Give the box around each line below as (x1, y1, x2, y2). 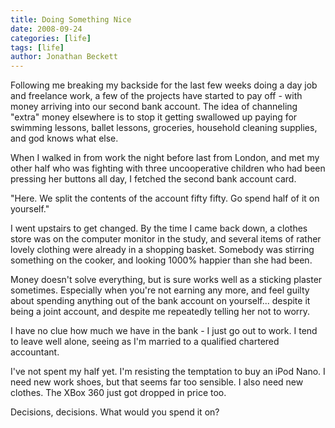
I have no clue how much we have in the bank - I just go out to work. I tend (10, 325, 318, 337)
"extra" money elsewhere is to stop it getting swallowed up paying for (10, 111, 298, 123)
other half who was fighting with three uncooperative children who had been (10, 162, 326, 175)
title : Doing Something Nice (10, 14, 132, 25)
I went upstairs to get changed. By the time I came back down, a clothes (10, 222, 308, 235)
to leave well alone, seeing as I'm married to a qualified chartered (10, 336, 280, 348)
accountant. (10, 346, 60, 358)
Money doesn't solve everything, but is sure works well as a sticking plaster (10, 274, 323, 286)
